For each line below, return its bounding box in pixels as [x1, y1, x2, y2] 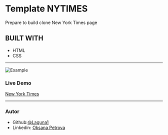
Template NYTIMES [5, 3, 88, 14]
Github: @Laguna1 [12, 119, 49, 125]
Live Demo [5, 79, 31, 86]
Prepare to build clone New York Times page [5, 19, 97, 25]
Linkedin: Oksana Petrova [12, 124, 65, 130]
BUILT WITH [5, 34, 43, 42]
